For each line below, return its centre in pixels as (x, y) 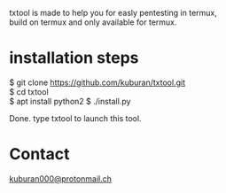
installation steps (74, 58)
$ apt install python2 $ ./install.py (70, 101)
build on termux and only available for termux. (93, 22)
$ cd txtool (29, 91)
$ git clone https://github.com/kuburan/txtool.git (97, 82)
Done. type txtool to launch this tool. (75, 118)
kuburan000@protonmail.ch (61, 178)
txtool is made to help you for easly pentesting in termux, (113, 13)
